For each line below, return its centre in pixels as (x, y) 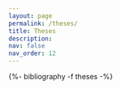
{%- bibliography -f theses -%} (61, 76)
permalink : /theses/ (43, 23)
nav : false (27, 46)
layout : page (30, 16)
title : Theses (32, 31)
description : (30, 38)
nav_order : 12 (32, 53)
